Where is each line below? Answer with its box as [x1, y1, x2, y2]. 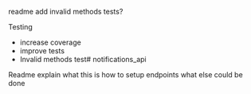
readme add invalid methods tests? [8, 7, 124, 16]
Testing [8, 22, 33, 31]
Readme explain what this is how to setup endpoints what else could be [8, 70, 243, 79]
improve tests [19, 46, 65, 55]
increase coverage [19, 37, 81, 47]
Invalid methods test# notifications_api [19, 55, 147, 64]
